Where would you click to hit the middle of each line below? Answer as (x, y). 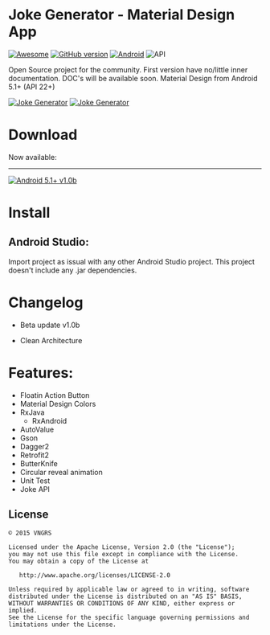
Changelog (46, 303)
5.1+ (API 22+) (32, 87)
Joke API (35, 489)
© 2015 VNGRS (30, 533)
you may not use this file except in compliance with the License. (124, 554)
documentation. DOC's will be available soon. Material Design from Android (133, 78)
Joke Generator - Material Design (122, 15)
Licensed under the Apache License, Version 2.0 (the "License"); (122, 547)
